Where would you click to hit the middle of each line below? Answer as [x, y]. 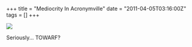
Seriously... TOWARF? [34, 37]
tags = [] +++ [23, 15]
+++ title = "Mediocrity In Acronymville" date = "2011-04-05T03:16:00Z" [96, 9]
